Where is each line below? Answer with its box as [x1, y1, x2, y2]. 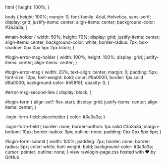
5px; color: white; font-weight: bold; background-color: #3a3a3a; [20, 144, 154, 150]
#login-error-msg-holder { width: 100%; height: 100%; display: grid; [5, 54, 144, 60]
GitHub [5, 154, 20, 160]
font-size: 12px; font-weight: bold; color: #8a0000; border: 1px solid [5, 75, 144, 80]
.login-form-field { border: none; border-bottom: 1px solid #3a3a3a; [5, 124, 143, 129]
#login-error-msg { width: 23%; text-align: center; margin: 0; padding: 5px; [5, 69, 158, 75]
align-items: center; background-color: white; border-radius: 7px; [5, 39, 138, 45]
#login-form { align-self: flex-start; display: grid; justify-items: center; [5, 99, 147, 105]
